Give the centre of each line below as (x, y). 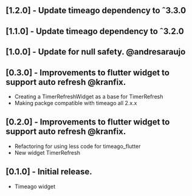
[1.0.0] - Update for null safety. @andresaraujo (96, 52)
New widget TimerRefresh (47, 152)
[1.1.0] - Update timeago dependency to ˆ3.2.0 (95, 31)
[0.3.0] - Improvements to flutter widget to (87, 73)
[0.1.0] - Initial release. (49, 172)
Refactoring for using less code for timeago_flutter (77, 146)
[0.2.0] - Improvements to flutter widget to (88, 122)
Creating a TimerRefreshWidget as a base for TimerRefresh (89, 96)
